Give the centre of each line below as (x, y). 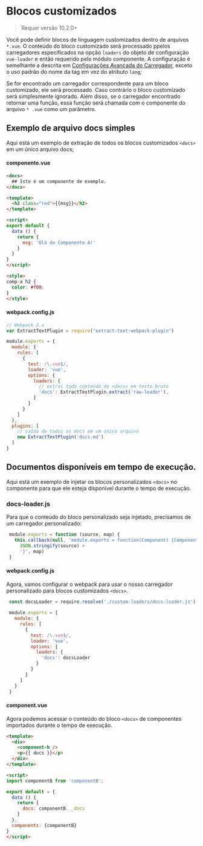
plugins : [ (25, 426)
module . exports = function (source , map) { (64, 535)
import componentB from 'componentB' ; (55, 781)
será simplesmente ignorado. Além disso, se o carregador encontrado (93, 96)
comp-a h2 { (21, 281)
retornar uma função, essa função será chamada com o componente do (96, 102)
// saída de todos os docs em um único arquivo (78, 431)
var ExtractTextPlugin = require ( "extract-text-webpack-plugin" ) (90, 331)
